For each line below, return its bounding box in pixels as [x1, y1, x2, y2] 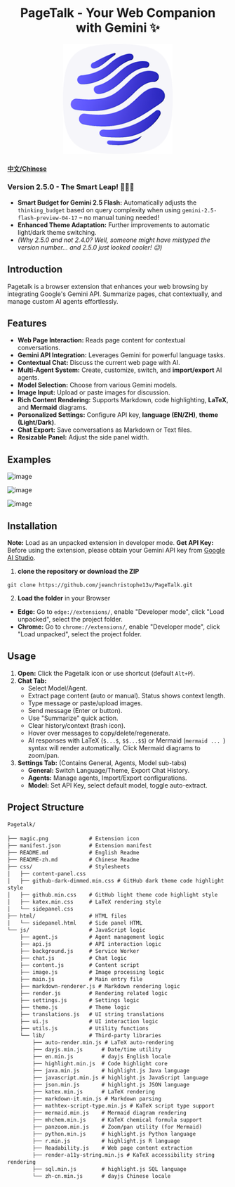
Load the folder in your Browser [17, 594, 111, 603]
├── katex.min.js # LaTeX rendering [32, 1088, 156, 1095]
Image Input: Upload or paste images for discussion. [17, 388, 170, 397]
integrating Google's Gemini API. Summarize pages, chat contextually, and [7, 290, 222, 298]
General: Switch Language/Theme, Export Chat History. [27, 766, 190, 774]
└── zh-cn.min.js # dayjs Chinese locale [32, 1172, 171, 1179]
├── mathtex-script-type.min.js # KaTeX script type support [32, 1102, 215, 1109]
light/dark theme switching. [17, 228, 97, 236]
